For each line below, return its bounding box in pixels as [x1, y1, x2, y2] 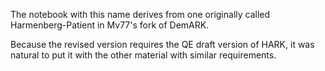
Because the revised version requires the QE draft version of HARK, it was [10, 39, 315, 50]
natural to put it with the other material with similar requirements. [10, 49, 277, 61]
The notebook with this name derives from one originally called [10, 9, 271, 20]
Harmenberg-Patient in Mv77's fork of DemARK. [10, 19, 210, 31]
